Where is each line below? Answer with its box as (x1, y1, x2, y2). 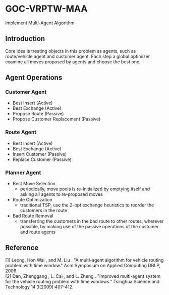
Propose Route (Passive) (12, 111, 64, 117)
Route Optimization (12, 197, 52, 203)
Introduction (5, 34, 45, 43)
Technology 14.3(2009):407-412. (5, 284, 74, 290)
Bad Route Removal (12, 213, 53, 219)
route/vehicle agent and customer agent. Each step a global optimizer (5, 53, 150, 59)
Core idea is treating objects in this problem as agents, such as (5, 48, 136, 54)
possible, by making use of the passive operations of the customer (20, 224, 159, 230)
